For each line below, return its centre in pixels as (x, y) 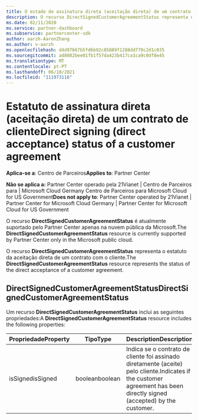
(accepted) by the (151, 401)
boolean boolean (98, 378)
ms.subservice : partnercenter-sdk (49, 34)
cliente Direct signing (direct (76, 132)
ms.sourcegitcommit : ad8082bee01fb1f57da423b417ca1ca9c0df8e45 (85, 55)
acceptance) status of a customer (91, 144)
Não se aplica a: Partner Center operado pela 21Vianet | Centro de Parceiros (99, 185)
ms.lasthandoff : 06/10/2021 (41, 72)
